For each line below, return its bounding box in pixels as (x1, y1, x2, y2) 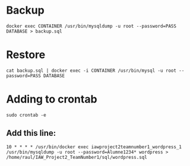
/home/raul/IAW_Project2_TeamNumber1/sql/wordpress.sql (6, 154, 147, 160)
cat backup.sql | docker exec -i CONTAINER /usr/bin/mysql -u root (6, 68, 177, 74)
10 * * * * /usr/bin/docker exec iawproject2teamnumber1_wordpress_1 (6, 143, 182, 150)
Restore (6, 48, 46, 62)
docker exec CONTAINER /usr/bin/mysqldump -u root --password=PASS (6, 23, 177, 29)
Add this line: (6, 128, 56, 138)
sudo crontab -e (6, 112, 46, 118)
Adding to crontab (6, 92, 97, 106)
